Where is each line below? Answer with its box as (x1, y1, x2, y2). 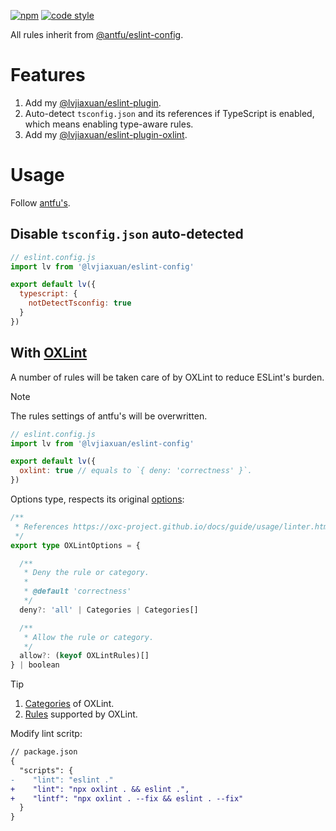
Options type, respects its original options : (10, 493, 185, 505)
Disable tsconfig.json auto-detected (10, 226, 244, 243)
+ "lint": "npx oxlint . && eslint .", (10, 784, 190, 794)
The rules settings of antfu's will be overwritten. (10, 410, 208, 422)
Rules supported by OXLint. (24, 708, 138, 720)
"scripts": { (19, 765, 74, 775)
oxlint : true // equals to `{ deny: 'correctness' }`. (19, 466, 253, 476)
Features (10, 64, 86, 87)
